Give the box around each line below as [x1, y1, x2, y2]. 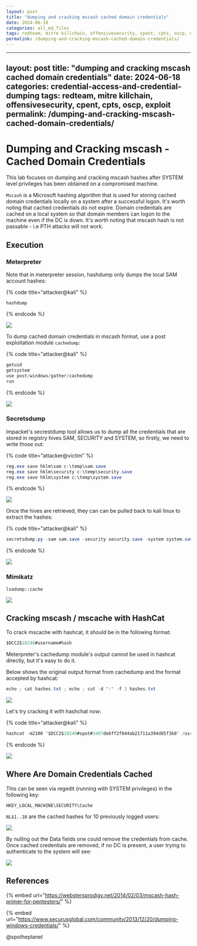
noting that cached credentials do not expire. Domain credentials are [6, 204, 172, 211]
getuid [6, 362, 22, 368]
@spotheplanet [6, 933, 43, 940]
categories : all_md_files [6, 25, 69, 31]
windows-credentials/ [6, 922, 59, 929]
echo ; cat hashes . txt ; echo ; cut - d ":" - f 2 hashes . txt [6, 686, 157, 692]
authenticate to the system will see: [6, 848, 92, 855]
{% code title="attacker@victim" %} [6, 452, 94, 459]
